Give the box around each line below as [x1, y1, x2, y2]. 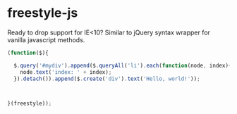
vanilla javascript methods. [7, 35, 85, 44]
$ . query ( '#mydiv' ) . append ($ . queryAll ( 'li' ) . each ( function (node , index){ [13, 62, 232, 69]
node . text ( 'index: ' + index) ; [20, 68, 112, 75]
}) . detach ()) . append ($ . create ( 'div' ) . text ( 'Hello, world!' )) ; [13, 75, 200, 82]
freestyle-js [7, 5, 78, 21]
